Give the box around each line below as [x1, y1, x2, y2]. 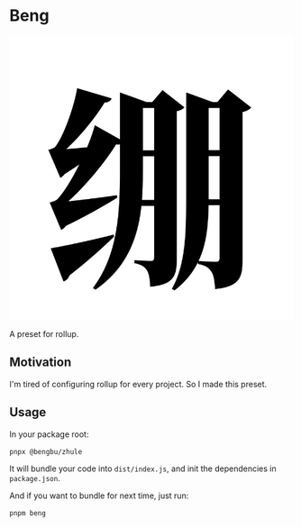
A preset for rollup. [9, 328, 79, 339]
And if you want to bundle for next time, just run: [9, 490, 189, 501]
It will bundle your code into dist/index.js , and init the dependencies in [9, 463, 277, 474]
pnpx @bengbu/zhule [9, 447, 83, 456]
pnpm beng [9, 508, 47, 518]
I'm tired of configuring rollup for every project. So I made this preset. [9, 378, 268, 389]
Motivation [9, 355, 72, 370]
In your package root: [9, 429, 89, 440]
